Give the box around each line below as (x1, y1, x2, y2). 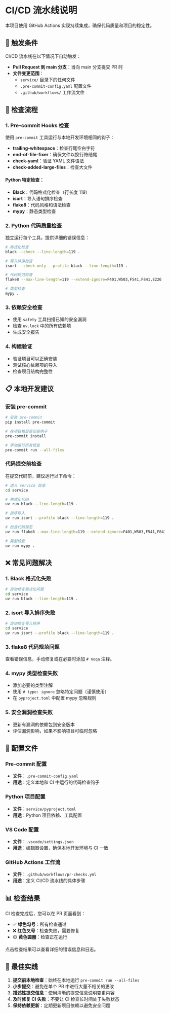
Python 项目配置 (5, 793, 46, 800)
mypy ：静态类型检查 (12, 208, 56, 214)
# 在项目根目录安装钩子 (5, 429, 48, 434)
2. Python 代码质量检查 (5, 222, 62, 229)
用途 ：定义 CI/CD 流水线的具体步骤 (12, 878, 86, 884)
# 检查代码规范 (5, 525, 33, 530)
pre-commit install (5, 433, 47, 439)
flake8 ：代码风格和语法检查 (12, 201, 71, 208)
